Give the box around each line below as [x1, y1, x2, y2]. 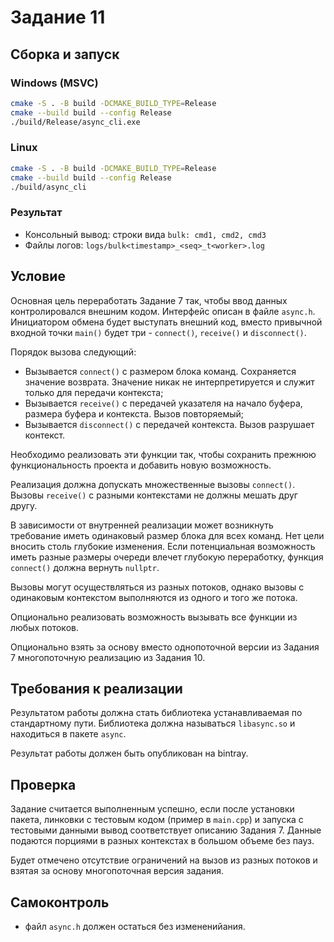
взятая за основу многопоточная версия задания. [10, 865, 225, 877]
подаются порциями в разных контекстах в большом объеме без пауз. [10, 835, 315, 847]
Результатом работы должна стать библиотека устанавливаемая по [10, 707, 303, 719]
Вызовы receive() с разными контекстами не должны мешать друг [10, 489, 298, 501]
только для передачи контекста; [24, 386, 164, 398]
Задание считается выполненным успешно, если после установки [10, 803, 295, 815]
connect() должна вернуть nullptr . [10, 561, 160, 573]
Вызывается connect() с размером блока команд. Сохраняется [24, 365, 297, 377]
